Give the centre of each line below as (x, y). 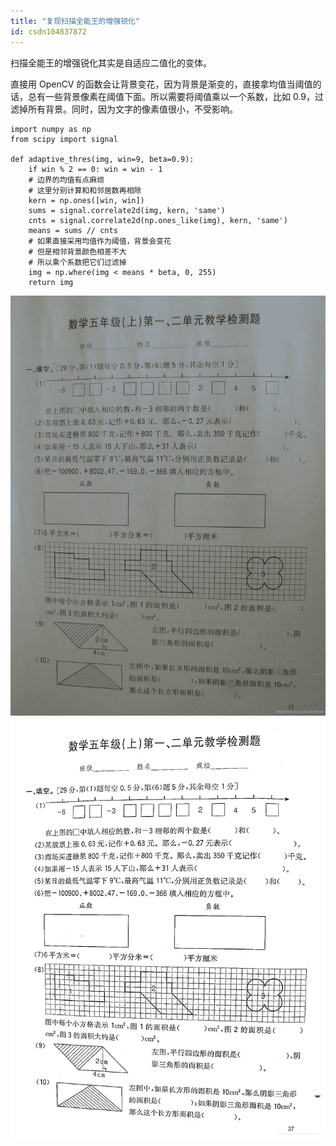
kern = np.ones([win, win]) (86, 200)
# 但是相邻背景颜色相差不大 (77, 251)
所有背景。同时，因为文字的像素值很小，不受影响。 (132, 109)
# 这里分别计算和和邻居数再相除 (85, 190)
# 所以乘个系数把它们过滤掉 (77, 262)
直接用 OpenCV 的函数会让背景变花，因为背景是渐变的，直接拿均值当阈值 (161, 84)
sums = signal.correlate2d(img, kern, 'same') (127, 210)
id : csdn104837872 (48, 31)
